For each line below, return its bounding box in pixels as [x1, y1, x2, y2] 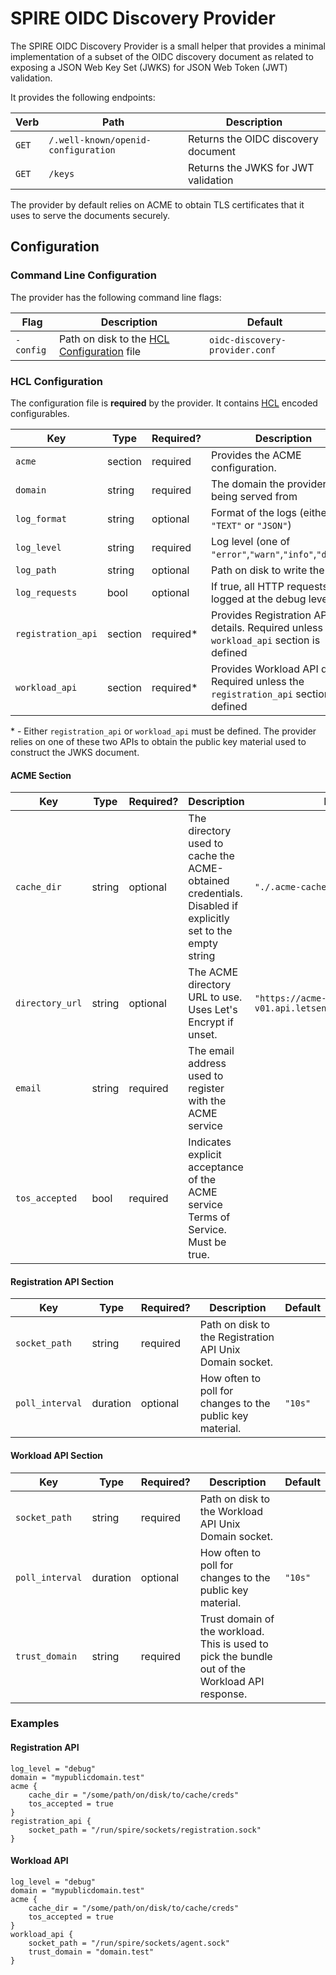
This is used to [199, 1637, 269, 1651]
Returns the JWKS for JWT [187, 160, 315, 174]
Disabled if [188, 899, 239, 913]
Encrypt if [188, 1015, 234, 1029]
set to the [188, 924, 233, 938]
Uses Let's [188, 1003, 238, 1017]
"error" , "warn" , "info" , [210, 547, 317, 561]
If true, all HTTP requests [210, 579, 328, 593]
